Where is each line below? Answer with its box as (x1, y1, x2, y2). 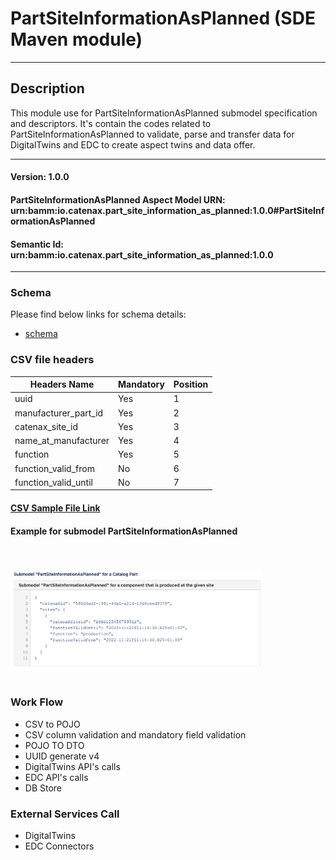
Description (10, 80, 85, 97)
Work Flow (10, 695, 64, 709)
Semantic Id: (10, 238, 65, 250)
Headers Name (29, 378, 95, 391)
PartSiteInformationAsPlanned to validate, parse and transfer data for (10, 128, 295, 140)
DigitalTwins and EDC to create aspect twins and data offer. (10, 138, 256, 151)
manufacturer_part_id (14, 407, 104, 419)
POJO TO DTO (24, 739, 85, 751)
